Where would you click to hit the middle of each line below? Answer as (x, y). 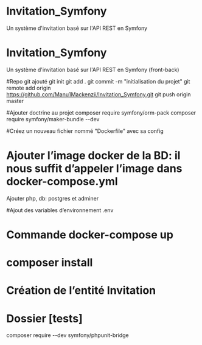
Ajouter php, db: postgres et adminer (53, 198)
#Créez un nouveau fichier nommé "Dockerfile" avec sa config (85, 131)
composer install (50, 263)
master (15, 101)
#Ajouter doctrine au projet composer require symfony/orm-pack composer (101, 112)
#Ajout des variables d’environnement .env (60, 210)
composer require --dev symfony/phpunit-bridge (68, 335)
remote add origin (29, 88)
